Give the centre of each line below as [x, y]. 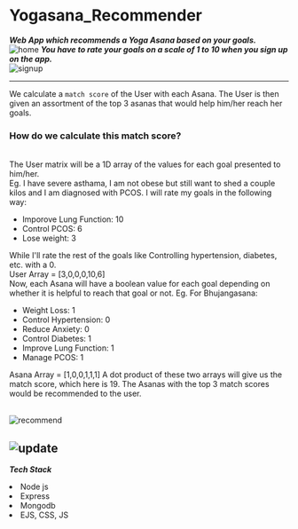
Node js [35, 487]
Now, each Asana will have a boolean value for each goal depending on [140, 284]
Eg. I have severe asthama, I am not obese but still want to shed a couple [142, 184]
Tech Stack [31, 470]
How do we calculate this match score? [95, 136]
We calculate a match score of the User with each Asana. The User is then [144, 93]
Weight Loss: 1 [48, 311]
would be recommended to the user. [75, 394]
